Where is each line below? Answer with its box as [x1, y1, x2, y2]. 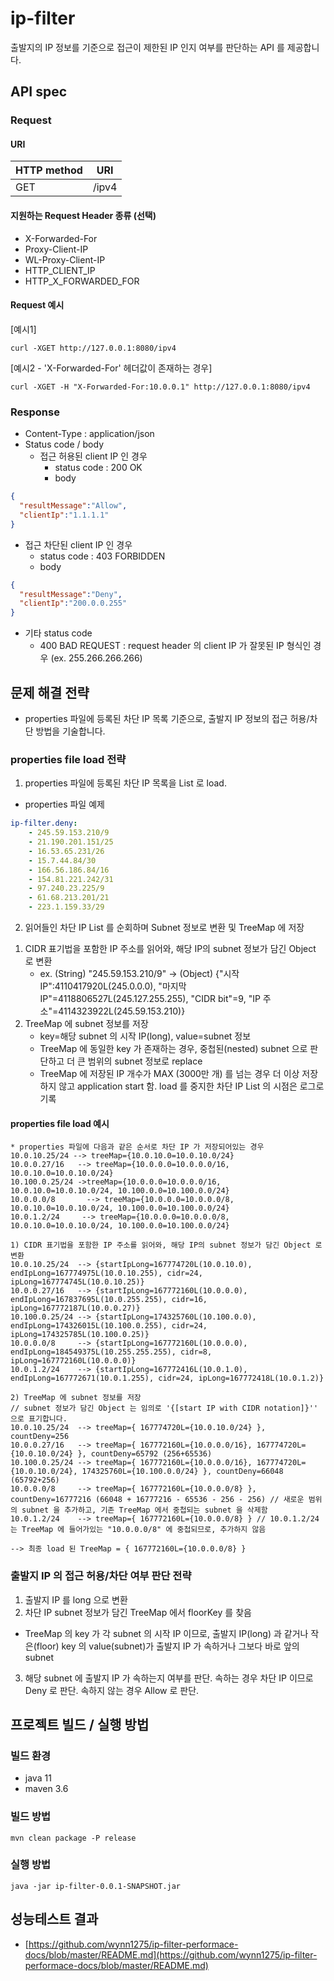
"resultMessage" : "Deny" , [19, 589, 123, 599]
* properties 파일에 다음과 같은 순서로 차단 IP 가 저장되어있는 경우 [10, 1142, 265, 1152]
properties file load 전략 [10, 752, 127, 766]
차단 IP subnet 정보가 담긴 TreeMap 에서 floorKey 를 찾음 [24, 1606, 252, 1618]
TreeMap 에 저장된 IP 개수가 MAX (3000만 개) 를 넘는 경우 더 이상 [39, 1068, 300, 1080]
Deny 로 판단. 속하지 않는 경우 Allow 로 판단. [24, 1684, 200, 1696]
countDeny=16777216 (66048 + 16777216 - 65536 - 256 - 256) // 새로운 [10, 1495, 305, 1505]
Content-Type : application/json [24, 428, 155, 440]
